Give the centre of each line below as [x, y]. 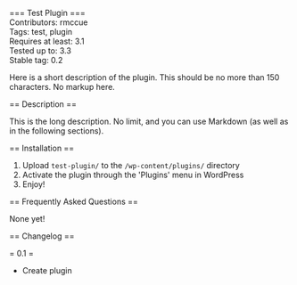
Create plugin [47, 270]
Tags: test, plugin [41, 32]
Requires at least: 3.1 [47, 41]
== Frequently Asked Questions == [74, 201]
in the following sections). [57, 131]
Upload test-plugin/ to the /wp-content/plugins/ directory [131, 165]
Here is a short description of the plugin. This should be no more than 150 [144, 77]
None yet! [27, 219]
